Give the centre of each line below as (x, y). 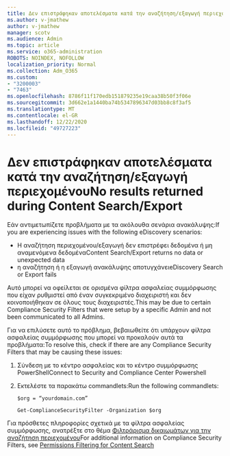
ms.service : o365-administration (55, 52)
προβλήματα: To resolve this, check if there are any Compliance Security (110, 345)
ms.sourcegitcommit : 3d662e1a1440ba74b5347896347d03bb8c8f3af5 (99, 103)
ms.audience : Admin (35, 39)
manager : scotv (29, 33)
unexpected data (41, 260)
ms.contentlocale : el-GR (42, 115)
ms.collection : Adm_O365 (42, 71)
